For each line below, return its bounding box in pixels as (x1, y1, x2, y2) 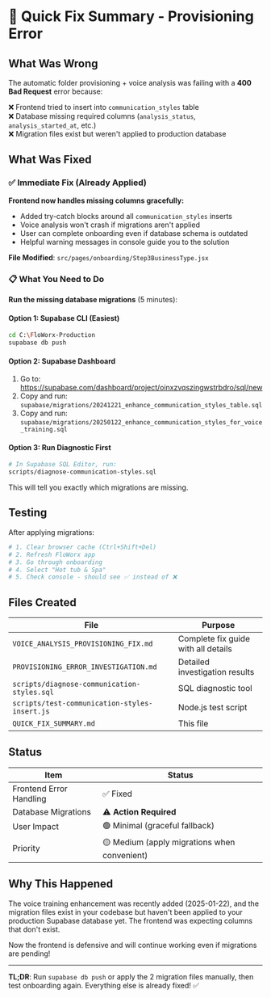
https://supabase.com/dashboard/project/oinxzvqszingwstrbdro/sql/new (19, 383, 263, 393)
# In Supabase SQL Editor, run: (8, 461, 117, 469)
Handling (12, 793, 47, 804)
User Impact (12, 821, 59, 832)
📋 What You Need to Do (8, 273, 105, 284)
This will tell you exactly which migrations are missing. (8, 482, 189, 492)
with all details (177, 643, 232, 655)
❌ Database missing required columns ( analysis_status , (8, 112, 196, 120)
